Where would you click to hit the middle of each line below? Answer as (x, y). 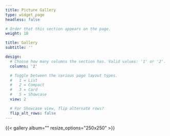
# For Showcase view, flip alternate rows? (57, 108)
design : (14, 57)
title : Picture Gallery (31, 10)
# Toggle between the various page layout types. (64, 75)
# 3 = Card (24, 90)
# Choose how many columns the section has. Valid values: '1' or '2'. (88, 61)
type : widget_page (25, 15)
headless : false (23, 19)
